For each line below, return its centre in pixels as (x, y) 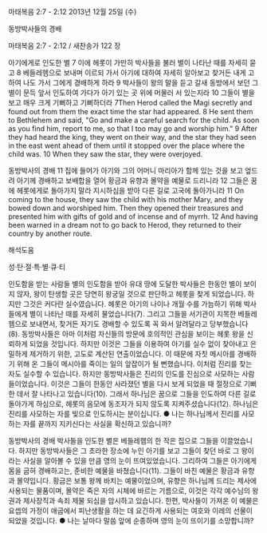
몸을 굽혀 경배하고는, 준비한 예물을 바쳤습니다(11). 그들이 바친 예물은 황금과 (124, 471)
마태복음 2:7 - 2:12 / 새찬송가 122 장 (65, 46)
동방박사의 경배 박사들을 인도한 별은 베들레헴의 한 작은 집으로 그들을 (114, 441)
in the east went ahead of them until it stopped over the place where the (127, 145)
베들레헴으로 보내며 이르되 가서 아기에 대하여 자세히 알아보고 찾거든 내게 (135, 73)
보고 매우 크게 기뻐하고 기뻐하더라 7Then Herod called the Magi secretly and (130, 103)
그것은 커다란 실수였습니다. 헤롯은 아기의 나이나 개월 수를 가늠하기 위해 (132, 304)
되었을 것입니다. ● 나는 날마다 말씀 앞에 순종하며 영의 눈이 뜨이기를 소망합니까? (131, 521)
